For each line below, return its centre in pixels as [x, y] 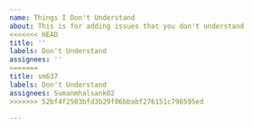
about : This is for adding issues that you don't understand [127, 26]
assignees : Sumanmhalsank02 [62, 93]
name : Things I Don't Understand [72, 18]
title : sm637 [34, 77]
